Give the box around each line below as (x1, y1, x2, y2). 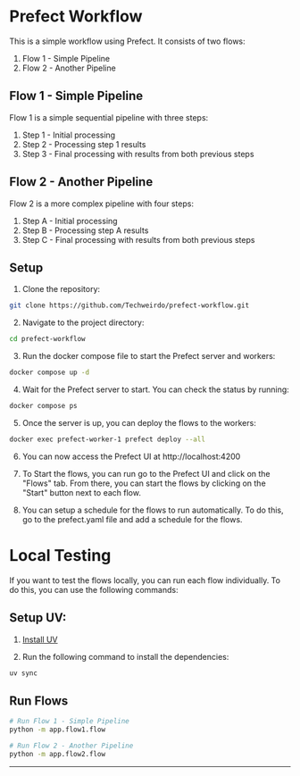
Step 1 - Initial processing (21, 129, 116, 140)
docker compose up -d (9, 368, 90, 377)
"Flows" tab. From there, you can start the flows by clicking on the (21, 478, 266, 488)
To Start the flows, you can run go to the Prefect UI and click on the (21, 468, 271, 479)
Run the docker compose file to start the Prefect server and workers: (21, 351, 276, 362)
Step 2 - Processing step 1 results (21, 138, 146, 149)
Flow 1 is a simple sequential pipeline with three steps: (9, 112, 209, 122)
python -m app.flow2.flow (9, 749, 105, 758)
